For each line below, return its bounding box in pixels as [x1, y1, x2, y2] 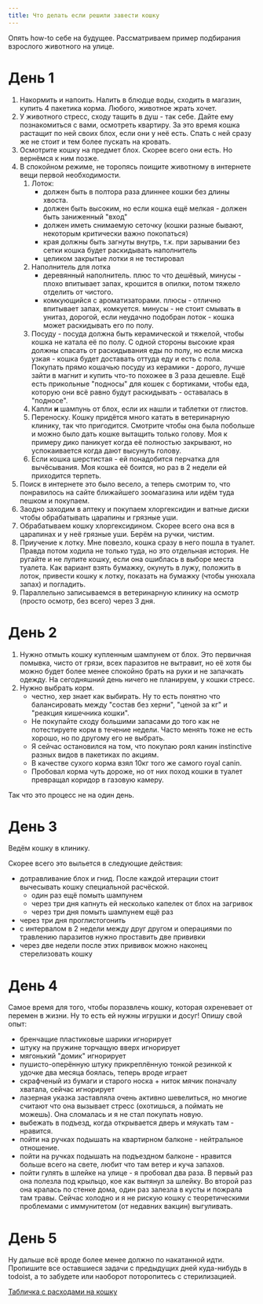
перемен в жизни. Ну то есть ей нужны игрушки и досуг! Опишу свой [8, 1011, 243, 1020]
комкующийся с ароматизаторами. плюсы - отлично [42, 296, 221, 305]
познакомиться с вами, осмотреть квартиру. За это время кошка [19, 119, 240, 130]
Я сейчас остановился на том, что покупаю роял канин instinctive [31, 741, 253, 751]
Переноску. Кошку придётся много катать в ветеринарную [31, 412, 230, 421]
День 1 [8, 68, 55, 86]
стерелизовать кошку [19, 949, 93, 959]
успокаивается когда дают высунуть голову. [31, 446, 182, 455]
